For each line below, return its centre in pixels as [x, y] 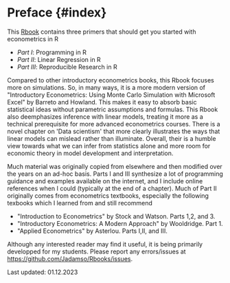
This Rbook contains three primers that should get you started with [102, 32]
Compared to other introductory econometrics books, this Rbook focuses [111, 80]
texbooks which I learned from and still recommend [80, 203]
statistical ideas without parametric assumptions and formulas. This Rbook [113, 109]
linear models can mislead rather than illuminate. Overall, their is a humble [112, 138]
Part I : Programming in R [52, 52]
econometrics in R [33, 38]
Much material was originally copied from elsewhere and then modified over [115, 166]
